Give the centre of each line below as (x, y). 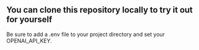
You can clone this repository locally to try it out (99, 10)
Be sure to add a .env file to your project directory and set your (86, 34)
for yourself (29, 20)
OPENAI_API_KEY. (29, 41)
